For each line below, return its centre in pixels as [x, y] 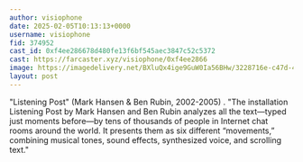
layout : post [34, 76]
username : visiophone [50, 34]
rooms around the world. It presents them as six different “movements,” [142, 130]
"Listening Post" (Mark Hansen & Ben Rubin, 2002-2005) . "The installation [149, 102]
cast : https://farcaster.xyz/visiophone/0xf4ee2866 [108, 59]
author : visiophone [46, 18]
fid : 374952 [32, 43]
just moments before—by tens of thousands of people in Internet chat [139, 121]
